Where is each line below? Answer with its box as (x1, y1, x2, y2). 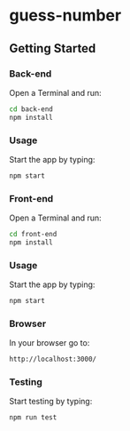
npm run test (9, 413, 57, 422)
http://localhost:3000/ (9, 355, 97, 364)
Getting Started (9, 41, 96, 56)
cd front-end (9, 230, 57, 239)
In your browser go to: (9, 338, 90, 348)
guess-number (9, 5, 122, 26)
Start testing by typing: (9, 396, 93, 407)
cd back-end (9, 104, 53, 114)
